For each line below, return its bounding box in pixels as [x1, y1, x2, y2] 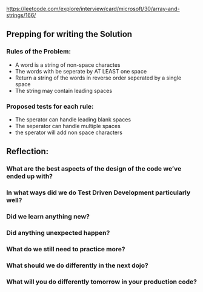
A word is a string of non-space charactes [15, 61, 121, 69]
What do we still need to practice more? [6, 245, 125, 253]
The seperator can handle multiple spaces [15, 122, 121, 129]
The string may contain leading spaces [15, 87, 113, 94]
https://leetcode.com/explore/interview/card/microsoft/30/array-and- [6, 5, 180, 12]
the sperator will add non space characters [15, 129, 123, 136]
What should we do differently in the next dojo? [6, 261, 148, 270]
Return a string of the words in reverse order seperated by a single [15, 74, 182, 81]
